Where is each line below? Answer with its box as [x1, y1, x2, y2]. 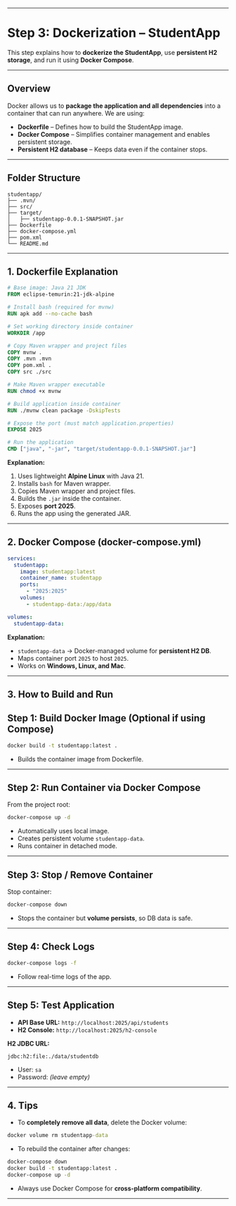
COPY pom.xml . [7, 362, 52, 369]
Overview [7, 82, 51, 95]
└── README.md [7, 240, 49, 247]
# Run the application [7, 439, 74, 446]
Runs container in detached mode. [17, 842, 118, 850]
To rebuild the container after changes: [17, 1145, 131, 1153]
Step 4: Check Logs [7, 941, 95, 953]
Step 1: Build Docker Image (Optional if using [7, 712, 206, 724]
